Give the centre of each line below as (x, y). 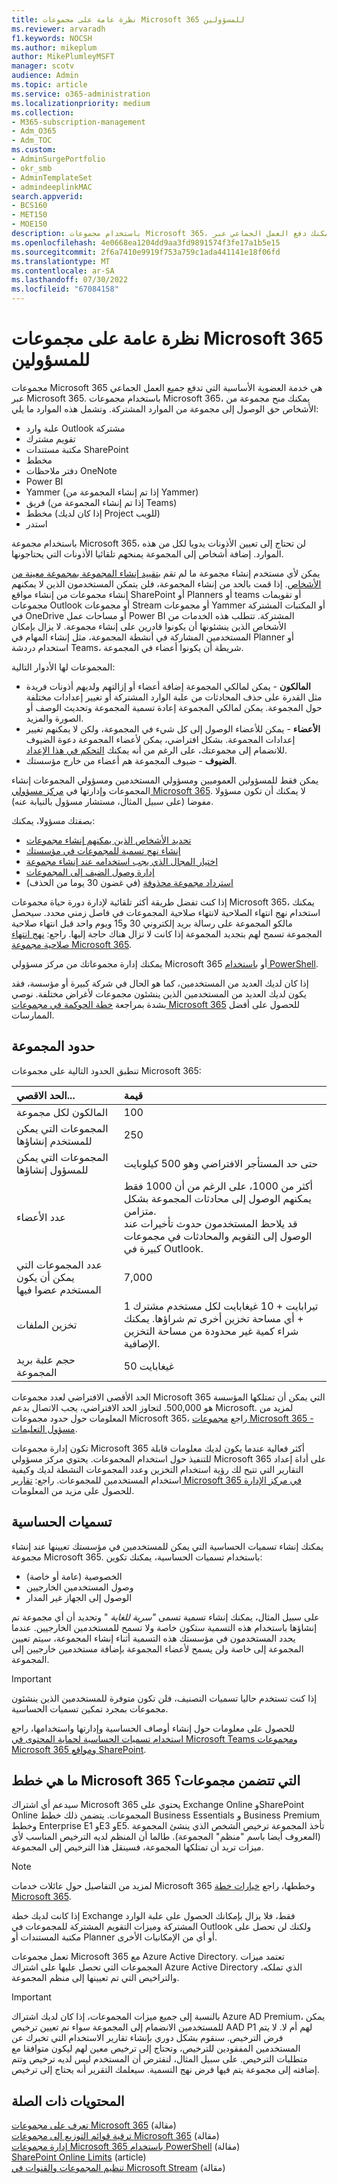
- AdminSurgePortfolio (58, 159)
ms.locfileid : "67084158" (65, 289)
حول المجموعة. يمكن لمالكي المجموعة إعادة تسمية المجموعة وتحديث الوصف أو (174, 707)
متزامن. (140, 1211)
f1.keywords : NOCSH (52, 38)
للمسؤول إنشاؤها (52, 1169)
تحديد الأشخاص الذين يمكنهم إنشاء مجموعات (108, 840)
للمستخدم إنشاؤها (54, 1141)
